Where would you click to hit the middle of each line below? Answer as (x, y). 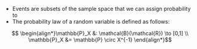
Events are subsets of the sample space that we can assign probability (102, 9)
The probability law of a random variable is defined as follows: (91, 21)
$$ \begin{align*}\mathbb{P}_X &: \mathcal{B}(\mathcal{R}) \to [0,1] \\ (100, 33)
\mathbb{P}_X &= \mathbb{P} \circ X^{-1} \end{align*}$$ (100, 40)
